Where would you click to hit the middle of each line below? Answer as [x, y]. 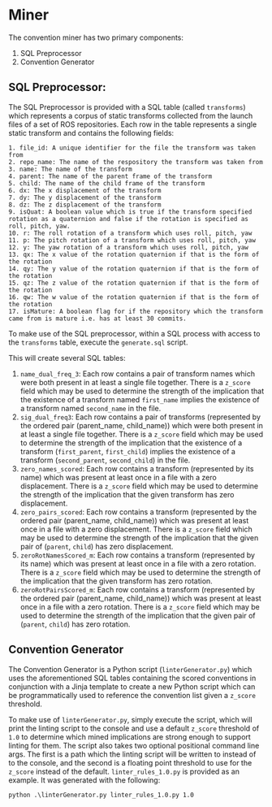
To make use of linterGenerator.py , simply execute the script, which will [131, 719]
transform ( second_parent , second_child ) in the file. [105, 460]
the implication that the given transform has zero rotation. [116, 581]
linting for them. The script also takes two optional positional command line [134, 745]
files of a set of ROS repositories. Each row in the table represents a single [133, 124]
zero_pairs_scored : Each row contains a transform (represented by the [138, 512]
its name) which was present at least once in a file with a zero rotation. [138, 563]
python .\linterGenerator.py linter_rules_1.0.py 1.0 [101, 795]
